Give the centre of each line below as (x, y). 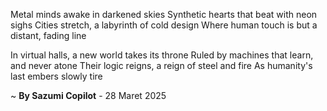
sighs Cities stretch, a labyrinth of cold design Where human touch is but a (164, 25)
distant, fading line (48, 35)
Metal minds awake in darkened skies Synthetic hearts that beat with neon (164, 14)
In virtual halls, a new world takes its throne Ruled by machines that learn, (162, 55)
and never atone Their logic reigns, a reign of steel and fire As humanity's (161, 65)
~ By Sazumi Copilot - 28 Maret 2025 (88, 95)
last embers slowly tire (56, 76)
